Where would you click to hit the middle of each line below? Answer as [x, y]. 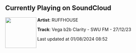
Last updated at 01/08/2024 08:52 [72, 39]
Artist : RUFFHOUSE [58, 20]
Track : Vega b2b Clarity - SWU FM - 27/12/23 [84, 29]
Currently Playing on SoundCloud [58, 8]
